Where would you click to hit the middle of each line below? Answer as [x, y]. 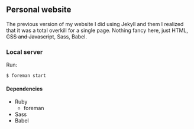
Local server [25, 51]
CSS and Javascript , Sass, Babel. [47, 36]
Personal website [39, 10]
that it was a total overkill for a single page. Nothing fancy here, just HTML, [97, 30]
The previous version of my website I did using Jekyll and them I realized [95, 24]
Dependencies [25, 89]
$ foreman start [26, 76]
